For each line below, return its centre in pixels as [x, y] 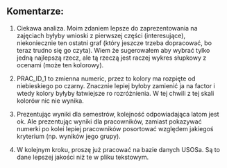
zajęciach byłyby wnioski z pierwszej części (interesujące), [101, 35]
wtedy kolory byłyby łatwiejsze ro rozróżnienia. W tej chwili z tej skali [115, 93]
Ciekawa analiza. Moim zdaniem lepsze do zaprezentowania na [107, 28]
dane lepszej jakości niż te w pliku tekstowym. [83, 157]
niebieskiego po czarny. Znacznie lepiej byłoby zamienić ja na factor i [116, 85]
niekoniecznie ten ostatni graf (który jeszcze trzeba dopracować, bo [114, 43]
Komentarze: [35, 11]
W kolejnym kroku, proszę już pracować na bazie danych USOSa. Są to [118, 149]
